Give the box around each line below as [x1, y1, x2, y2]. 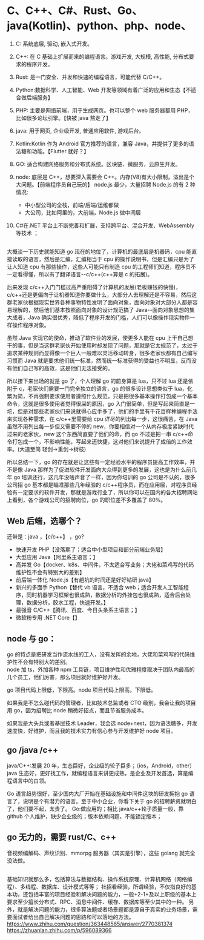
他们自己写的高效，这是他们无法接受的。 [12, 365, 113, 372]
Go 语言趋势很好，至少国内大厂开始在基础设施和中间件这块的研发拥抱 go [7, 790, 188, 797]
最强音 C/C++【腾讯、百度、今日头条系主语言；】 [15, 606, 140, 614]
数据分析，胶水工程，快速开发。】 [26, 599, 109, 606]
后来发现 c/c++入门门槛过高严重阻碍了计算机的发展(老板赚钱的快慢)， [7, 283, 181, 291]
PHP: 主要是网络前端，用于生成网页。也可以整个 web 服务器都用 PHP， [15, 107, 194, 114]
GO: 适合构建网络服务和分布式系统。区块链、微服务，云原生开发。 [15, 160, 181, 168]
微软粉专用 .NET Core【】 [15, 614, 81, 621]
